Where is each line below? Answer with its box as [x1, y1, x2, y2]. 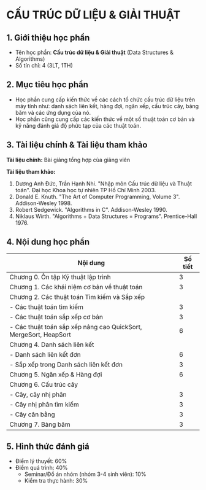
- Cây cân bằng [9, 410, 55, 419]
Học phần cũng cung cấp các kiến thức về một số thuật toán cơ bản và [15, 115, 195, 123]
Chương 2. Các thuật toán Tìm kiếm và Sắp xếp [9, 293, 145, 301]
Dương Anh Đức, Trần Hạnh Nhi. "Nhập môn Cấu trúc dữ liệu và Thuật [15, 180, 192, 187]
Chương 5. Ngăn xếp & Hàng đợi [9, 370, 102, 379]
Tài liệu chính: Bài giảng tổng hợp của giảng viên [6, 156, 131, 163]
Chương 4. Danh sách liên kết [9, 340, 94, 349]
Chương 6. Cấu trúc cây [9, 380, 78, 389]
